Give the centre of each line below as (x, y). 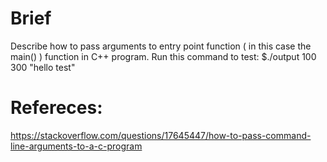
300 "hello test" (43, 67)
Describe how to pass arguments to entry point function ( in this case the (161, 46)
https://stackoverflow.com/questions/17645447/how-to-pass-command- (161, 135)
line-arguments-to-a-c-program (76, 146)
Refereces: (56, 108)
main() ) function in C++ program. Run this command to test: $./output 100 (163, 56)
